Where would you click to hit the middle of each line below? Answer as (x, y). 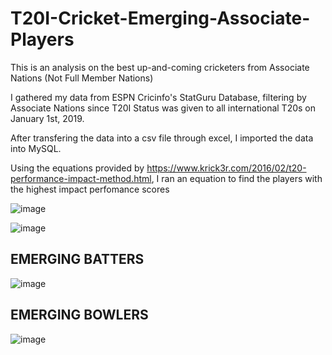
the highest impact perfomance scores (90, 189)
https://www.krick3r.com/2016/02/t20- (226, 168)
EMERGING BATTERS (77, 259)
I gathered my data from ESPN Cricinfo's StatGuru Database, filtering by (158, 97)
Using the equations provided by (77, 168)
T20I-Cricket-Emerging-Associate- (160, 18)
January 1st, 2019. (47, 118)
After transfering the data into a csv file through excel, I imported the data (162, 138)
